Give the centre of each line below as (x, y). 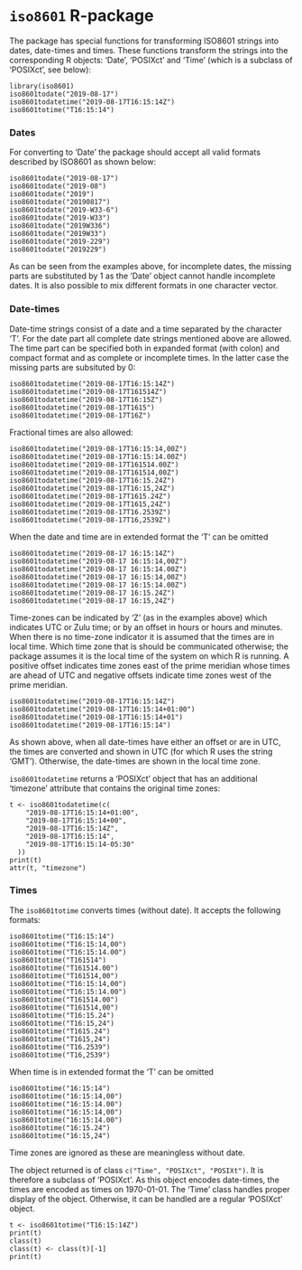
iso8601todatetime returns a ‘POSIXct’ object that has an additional (134, 778)
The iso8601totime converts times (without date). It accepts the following (145, 910)
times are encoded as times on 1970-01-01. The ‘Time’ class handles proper (150, 1189)
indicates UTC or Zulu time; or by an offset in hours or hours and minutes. (146, 627)
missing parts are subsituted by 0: (73, 367)
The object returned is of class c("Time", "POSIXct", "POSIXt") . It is (137, 1170)
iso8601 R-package (82, 16)
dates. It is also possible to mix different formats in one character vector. (144, 286)
